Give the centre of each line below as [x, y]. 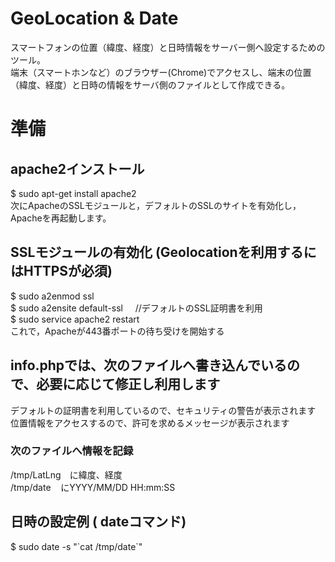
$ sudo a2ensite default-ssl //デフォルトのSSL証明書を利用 [136, 308]
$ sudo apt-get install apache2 [73, 193]
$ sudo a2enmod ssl [52, 296]
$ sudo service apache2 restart [75, 319]
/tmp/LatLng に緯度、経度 [66, 474]
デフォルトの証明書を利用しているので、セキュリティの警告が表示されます [163, 410]
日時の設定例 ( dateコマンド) [98, 522]
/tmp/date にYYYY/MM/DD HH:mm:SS [93, 487]
